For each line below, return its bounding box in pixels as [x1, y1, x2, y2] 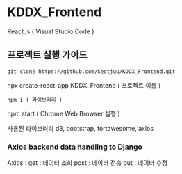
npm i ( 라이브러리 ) [7, 96, 63, 103]
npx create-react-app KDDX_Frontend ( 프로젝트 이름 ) [7, 81, 161, 89]
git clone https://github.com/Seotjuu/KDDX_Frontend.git [7, 68, 176, 75]
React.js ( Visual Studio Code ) [7, 27, 94, 35]
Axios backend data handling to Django [7, 142, 142, 152]
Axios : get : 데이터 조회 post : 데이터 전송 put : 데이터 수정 [7, 159, 168, 167]
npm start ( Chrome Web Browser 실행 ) [7, 109, 120, 118]
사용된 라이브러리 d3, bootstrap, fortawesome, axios [7, 124, 154, 132]
